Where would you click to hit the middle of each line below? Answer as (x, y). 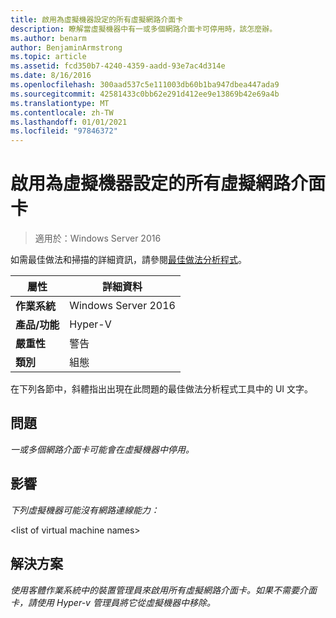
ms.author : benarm (48, 38)
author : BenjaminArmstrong (66, 47)
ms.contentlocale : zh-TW (62, 112)
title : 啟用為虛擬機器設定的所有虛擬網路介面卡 (97, 19)
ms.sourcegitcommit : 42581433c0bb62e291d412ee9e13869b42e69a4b (145, 94)
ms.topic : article (48, 57)
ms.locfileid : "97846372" (64, 131)
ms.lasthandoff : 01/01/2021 (69, 122)
